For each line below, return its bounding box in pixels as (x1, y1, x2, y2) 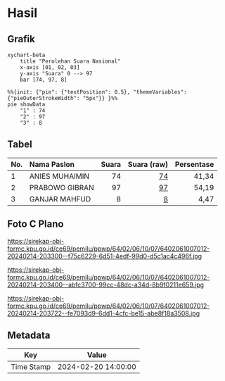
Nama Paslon (29, 159, 75, 169)
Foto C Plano (7, 218, 64, 230)
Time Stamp (11, 362, 51, 372)
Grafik (7, 33, 35, 45)
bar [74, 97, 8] (20, 76, 68, 83)
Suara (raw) (127, 159, 169, 169)
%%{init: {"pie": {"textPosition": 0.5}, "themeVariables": (7, 89, 188, 96)
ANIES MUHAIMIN (29, 171, 90, 181)
